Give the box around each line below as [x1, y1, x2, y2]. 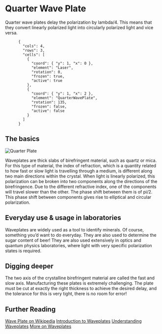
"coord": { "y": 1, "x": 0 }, [31, 61, 93, 66]
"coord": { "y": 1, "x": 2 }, [31, 91, 93, 96]
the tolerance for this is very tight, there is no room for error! [5, 291, 127, 297]
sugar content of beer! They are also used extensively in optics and [5, 237, 141, 243]
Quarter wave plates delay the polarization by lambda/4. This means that [5, 19, 152, 25]
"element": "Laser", [31, 65, 74, 70]
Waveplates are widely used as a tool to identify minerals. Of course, [5, 226, 144, 232]
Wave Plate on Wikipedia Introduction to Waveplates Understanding [5, 318, 142, 324]
